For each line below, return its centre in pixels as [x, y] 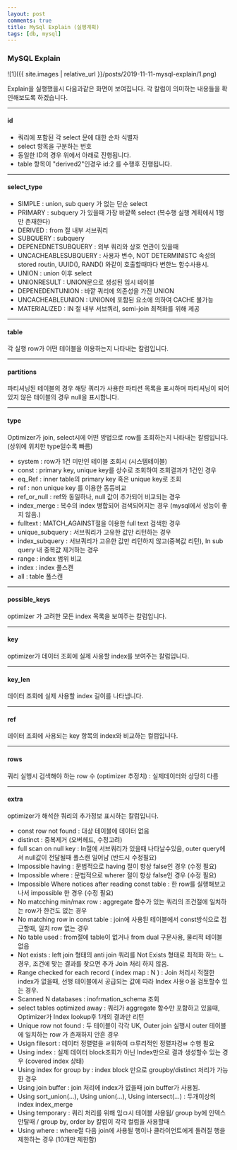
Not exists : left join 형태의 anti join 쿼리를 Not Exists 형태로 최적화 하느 [117, 955]
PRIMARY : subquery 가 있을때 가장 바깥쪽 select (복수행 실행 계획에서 [116, 212]
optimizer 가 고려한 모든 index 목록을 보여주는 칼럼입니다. [87, 616]
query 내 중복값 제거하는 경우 [58, 550]
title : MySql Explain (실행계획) [54, 27]
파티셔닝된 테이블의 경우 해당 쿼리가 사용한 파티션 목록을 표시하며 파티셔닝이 [112, 388]
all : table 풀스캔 [40, 576]
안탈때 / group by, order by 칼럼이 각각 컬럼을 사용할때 [93, 1121]
